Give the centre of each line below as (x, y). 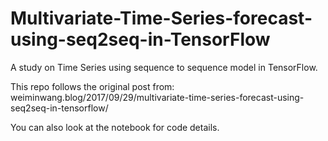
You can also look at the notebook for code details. (115, 127)
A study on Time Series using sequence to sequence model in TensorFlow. (164, 67)
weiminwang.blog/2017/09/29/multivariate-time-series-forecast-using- (157, 97)
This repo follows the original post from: (92, 86)
